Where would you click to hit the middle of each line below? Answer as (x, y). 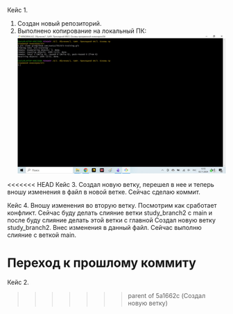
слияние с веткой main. (42, 235)
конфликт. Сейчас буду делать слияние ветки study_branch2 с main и (110, 213)
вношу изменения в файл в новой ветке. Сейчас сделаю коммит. (104, 192)
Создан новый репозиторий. (59, 23)
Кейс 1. (17, 10)
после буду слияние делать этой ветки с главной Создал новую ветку (112, 220)
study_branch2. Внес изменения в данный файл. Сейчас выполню (105, 227)
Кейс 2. (18, 282)
